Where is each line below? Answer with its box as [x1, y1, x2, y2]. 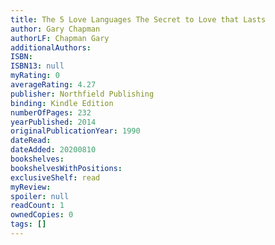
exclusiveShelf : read [10, 172, 101, 183]
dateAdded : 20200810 [10, 145, 97, 155]
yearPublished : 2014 [10, 117, 97, 127]
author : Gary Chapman [10, 24, 101, 34]
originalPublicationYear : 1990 [10, 126, 141, 136]
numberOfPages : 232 [10, 107, 92, 118]
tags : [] [10, 219, 47, 230]
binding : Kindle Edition [10, 98, 114, 108]
